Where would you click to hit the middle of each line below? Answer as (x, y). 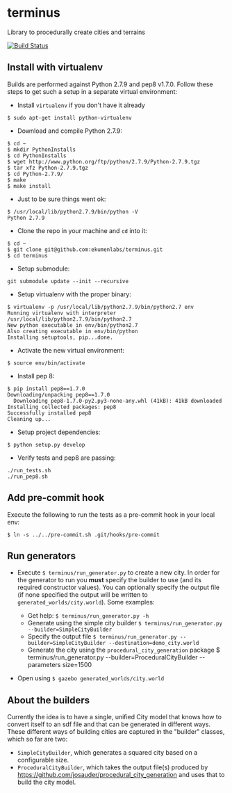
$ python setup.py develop (46, 444)
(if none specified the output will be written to (82, 595)
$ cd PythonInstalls (37, 155)
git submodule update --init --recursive (68, 281)
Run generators (42, 555)
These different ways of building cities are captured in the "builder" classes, (116, 732)
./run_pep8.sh (28, 476)
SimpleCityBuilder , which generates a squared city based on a (107, 753)
